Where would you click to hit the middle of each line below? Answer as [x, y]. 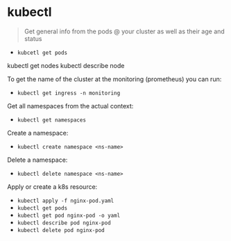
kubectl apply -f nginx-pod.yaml [66, 201]
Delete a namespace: [37, 160]
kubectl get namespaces [52, 120]
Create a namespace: [38, 133]
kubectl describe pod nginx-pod [64, 223]
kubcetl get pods [42, 53]
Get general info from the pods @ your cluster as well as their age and [125, 31]
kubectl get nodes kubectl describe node [66, 65]
